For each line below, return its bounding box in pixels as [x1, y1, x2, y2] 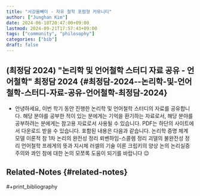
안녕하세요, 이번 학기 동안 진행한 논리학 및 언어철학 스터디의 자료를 [14, 105, 170, 112]
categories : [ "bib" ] [6, 36, 58, 42]
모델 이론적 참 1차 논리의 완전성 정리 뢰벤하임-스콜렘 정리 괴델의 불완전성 [14, 135, 184, 142]
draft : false [6, 42, 39, 48]
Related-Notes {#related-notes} [6, 167, 128, 178]
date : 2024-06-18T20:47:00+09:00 [6, 20, 90, 26]
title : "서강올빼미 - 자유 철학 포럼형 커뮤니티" [6, 8, 112, 15]
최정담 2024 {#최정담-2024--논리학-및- [33, 77, 178, 87]
